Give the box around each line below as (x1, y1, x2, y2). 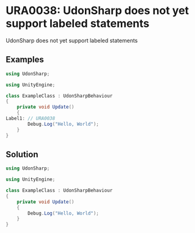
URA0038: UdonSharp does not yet (6, 4, 189, 18)
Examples (6, 54, 44, 65)
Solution (6, 149, 39, 159)
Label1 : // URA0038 (6, 115, 56, 121)
